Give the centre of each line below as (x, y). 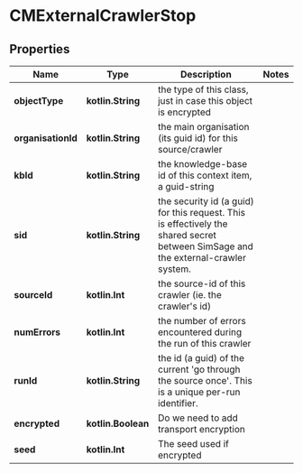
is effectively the (193, 224)
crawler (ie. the (190, 295)
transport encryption (201, 429)
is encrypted (184, 112)
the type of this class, (203, 89)
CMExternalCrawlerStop (103, 16)
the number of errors (202, 321)
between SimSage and (206, 246)
